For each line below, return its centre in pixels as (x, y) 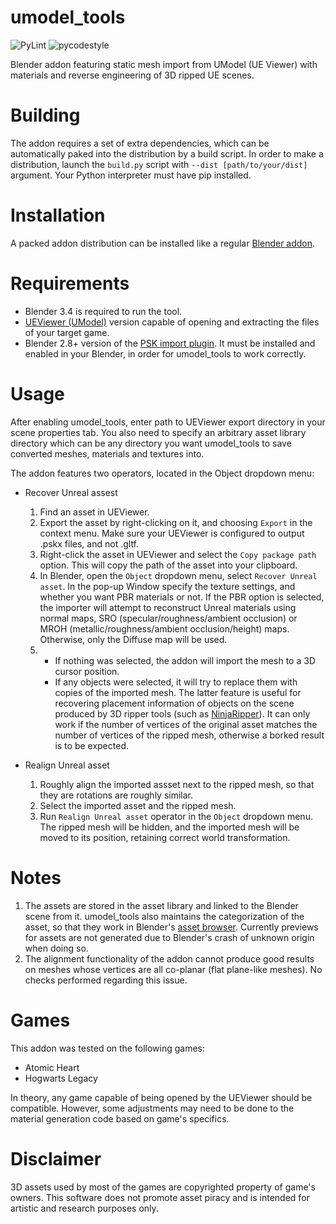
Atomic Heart (52, 1067)
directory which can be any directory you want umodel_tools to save (151, 443)
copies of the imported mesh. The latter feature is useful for (178, 692)
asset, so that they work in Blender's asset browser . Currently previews (171, 927)
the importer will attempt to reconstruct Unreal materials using (168, 607)
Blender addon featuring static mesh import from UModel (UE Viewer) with (164, 64)
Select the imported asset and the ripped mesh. (138, 805)
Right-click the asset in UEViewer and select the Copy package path (178, 554)
